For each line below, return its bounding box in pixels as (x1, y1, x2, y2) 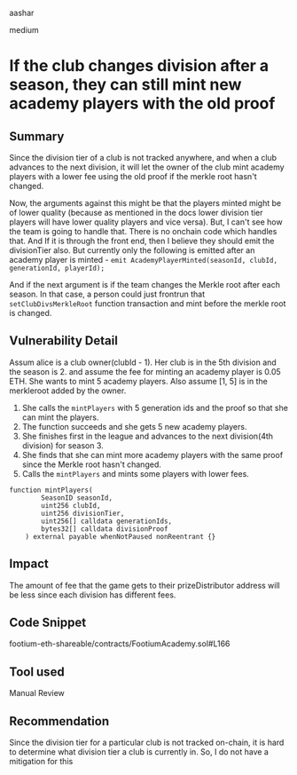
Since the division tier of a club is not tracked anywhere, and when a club (9, 153, 277, 162)
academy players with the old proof (9, 93, 276, 114)
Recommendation (9, 714, 109, 729)
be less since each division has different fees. (9, 589, 176, 600)
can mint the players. (21, 412, 99, 423)
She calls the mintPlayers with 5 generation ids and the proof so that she (21, 402, 288, 413)
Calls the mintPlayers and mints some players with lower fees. (21, 468, 250, 478)
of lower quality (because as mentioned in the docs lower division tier (9, 208, 263, 217)
